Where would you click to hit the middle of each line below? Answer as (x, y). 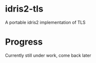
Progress (24, 42)
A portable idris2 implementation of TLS (45, 22)
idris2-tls (24, 9)
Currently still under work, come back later (48, 55)
